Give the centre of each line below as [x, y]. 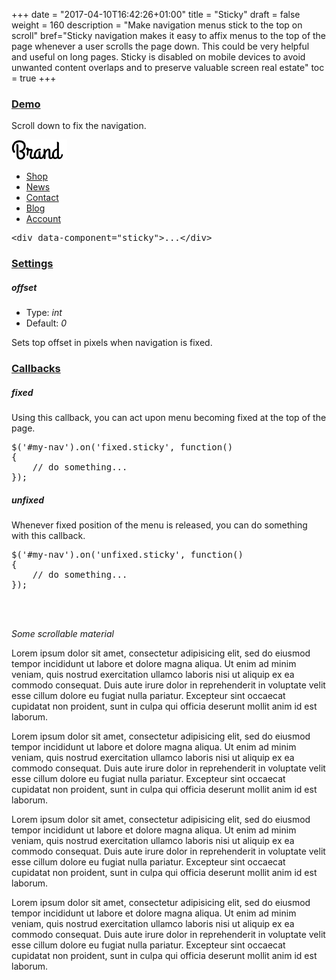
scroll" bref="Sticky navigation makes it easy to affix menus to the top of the [169, 35]
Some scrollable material [62, 634]
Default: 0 [46, 323]
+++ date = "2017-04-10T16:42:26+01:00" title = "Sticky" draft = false [156, 14]
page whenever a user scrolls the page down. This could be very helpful [160, 46]
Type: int [44, 313]
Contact [42, 198]
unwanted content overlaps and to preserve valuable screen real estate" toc [168, 67]
